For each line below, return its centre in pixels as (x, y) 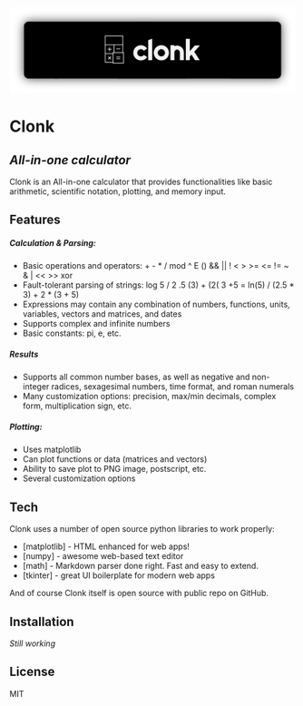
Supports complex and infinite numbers (96, 324)
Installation (42, 621)
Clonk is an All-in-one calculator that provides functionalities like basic (141, 182)
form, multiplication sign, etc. (77, 406)
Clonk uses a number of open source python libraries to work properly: (142, 529)
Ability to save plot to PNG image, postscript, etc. (114, 469)
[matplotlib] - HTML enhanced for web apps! (106, 546)
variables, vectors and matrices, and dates (102, 314)
